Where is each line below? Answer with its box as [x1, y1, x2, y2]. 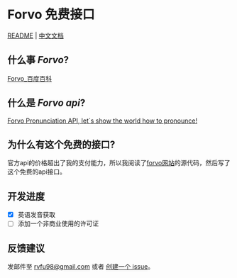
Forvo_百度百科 [7, 74, 52, 82]
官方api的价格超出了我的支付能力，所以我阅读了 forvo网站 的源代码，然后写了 [7, 159, 231, 167]
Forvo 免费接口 [7, 6, 95, 23]
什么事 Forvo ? [7, 54, 70, 66]
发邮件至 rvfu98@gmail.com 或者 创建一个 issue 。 [7, 262, 155, 271]
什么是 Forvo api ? [7, 97, 86, 109]
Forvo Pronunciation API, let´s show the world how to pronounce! [7, 116, 197, 125]
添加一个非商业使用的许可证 [17, 219, 99, 228]
